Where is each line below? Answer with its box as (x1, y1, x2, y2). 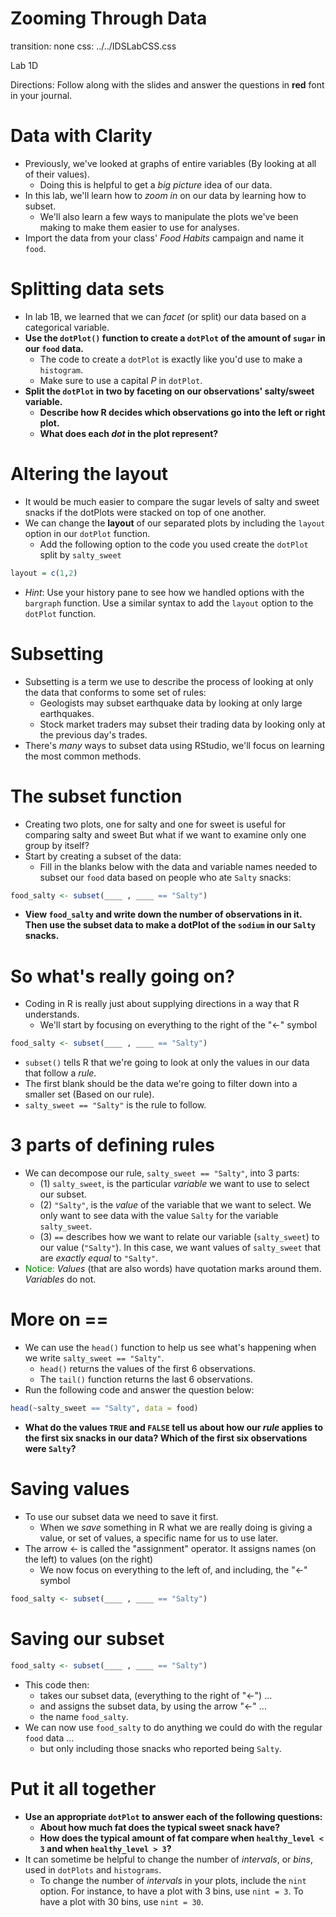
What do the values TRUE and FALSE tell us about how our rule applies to (24, 1421, 324, 1433)
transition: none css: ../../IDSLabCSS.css (10, 40, 177, 52)
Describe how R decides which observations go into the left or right (39, 406, 326, 418)
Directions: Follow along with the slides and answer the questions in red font (10, 78, 325, 91)
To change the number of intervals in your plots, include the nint (39, 1874, 307, 1886)
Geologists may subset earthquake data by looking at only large (39, 697, 303, 709)
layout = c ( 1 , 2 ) (10, 568, 78, 578)
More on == (10, 1308, 109, 1331)
